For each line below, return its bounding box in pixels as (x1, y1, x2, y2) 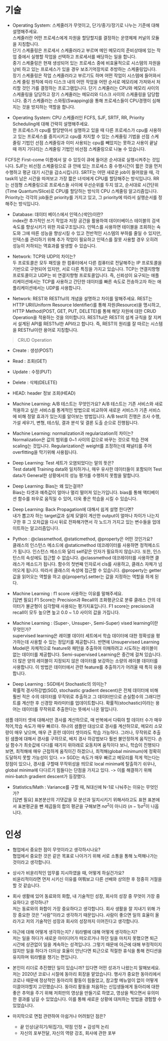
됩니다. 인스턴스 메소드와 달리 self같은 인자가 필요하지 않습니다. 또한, (17, 548, 152, 554)
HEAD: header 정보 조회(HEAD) (12, 390, 76, 396)
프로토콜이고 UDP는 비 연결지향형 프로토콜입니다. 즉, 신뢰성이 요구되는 (12, 272, 150, 278)
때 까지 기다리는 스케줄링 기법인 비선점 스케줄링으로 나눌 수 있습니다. (12, 146, 146, 152)
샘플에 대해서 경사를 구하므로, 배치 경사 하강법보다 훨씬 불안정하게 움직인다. (10, 735, 157, 741)
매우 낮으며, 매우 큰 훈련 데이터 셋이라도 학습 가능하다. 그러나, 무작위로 (14, 729, 151, 735)
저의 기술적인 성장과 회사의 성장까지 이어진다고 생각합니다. (25, 918, 139, 924)
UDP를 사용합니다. (45, 285, 82, 291)
